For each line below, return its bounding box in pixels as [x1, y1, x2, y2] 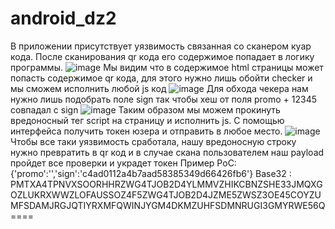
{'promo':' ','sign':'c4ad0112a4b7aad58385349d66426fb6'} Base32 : [10, 167, 292, 179]
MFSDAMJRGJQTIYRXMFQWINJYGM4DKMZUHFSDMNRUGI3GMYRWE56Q [10, 199, 326, 211]
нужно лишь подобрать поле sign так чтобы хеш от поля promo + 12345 [10, 93, 317, 105]
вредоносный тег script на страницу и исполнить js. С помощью [10, 114, 285, 126]
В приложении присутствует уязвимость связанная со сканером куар [10, 40, 312, 52]
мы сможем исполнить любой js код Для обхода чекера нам [10, 82, 309, 94]
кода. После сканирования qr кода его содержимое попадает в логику [10, 50, 315, 62]
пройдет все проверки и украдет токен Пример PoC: [10, 157, 237, 169]
